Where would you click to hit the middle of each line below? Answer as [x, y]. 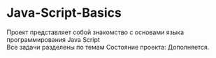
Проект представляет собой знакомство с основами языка [95, 32]
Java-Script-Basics [64, 13]
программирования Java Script [53, 39]
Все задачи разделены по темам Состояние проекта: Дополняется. [108, 47]
